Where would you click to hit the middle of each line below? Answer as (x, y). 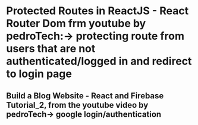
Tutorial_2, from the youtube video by (77, 105)
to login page (39, 74)
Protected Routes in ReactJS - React (98, 11)
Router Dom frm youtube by (76, 23)
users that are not (51, 49)
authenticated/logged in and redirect (99, 61)
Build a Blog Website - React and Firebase (85, 96)
